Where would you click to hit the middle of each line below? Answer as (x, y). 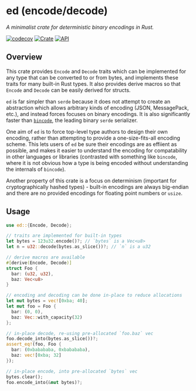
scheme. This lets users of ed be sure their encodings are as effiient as (92, 144)
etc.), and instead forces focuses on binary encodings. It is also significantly (98, 114)
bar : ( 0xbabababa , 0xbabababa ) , (51, 350)
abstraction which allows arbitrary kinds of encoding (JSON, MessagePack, (97, 108)
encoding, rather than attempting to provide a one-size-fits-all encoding (93, 138)
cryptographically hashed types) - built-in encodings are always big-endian (97, 187)
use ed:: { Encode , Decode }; (39, 225)
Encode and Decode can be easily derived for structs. (68, 90)
